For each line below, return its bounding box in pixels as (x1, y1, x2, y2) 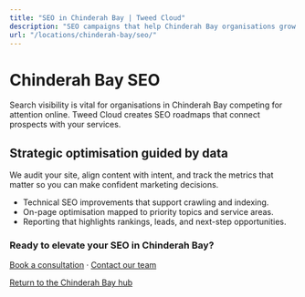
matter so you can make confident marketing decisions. (9, 179, 219, 190)
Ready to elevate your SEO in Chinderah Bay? (9, 239, 215, 251)
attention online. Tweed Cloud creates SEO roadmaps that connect (9, 109, 260, 120)
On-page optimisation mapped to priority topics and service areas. (22, 207, 274, 218)
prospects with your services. (9, 119, 121, 130)
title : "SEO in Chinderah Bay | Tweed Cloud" (9, 13, 185, 23)
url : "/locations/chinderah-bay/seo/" (9, 30, 157, 39)
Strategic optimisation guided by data (9, 145, 228, 160)
